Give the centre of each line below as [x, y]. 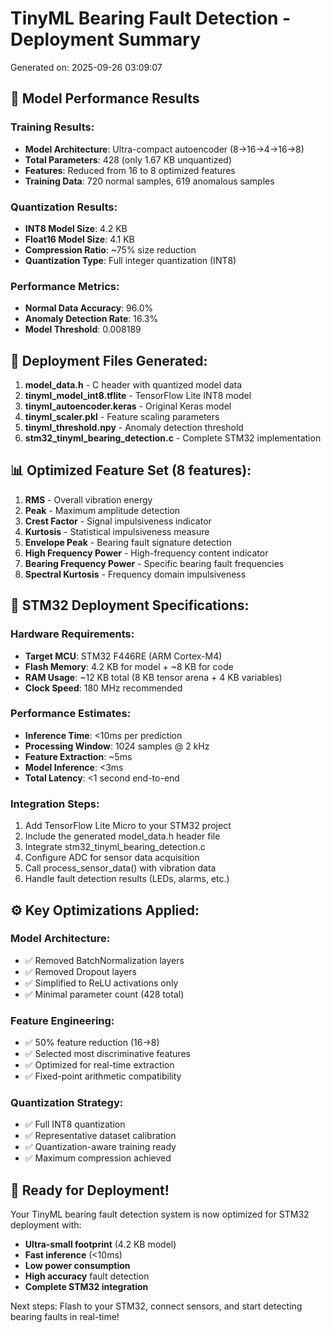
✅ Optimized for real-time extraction [99, 1065]
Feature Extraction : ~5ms [78, 756]
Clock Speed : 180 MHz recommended [103, 688]
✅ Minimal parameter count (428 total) [104, 994]
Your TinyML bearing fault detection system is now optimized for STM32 [160, 1214]
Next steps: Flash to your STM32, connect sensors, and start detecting [156, 1306]
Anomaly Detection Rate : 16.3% [91, 319]
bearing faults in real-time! [65, 1317]
